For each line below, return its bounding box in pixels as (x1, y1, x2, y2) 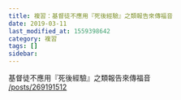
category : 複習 (8, 34, 58, 43)
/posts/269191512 (8, 82, 67, 92)
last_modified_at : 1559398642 (8, 27, 111, 35)
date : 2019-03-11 (8, 20, 67, 28)
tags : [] (8, 42, 38, 50)
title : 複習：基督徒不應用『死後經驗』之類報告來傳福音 (8, 11, 173, 20)
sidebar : (8, 50, 38, 58)
